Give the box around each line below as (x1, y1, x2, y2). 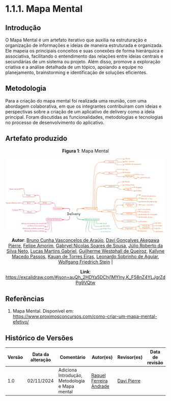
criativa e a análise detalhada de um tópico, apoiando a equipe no (5, 64, 144, 70)
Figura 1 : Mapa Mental (62, 147, 109, 154)
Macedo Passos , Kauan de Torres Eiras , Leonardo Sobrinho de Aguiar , (12, 254, 159, 260)
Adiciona (58, 367, 77, 373)
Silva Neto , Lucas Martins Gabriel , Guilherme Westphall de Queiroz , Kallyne (6, 248, 165, 254)
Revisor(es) (117, 354, 143, 360)
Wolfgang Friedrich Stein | (58, 259, 113, 265)
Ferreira (91, 378, 108, 384)
